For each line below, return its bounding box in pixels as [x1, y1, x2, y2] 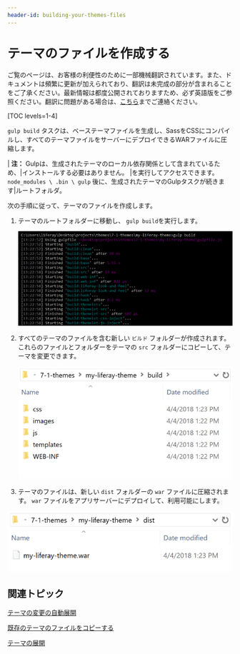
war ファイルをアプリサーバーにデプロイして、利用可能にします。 [31, 496, 224, 505]
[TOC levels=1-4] [7, 111, 58, 120]
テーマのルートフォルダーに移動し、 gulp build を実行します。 [17, 216, 201, 225]
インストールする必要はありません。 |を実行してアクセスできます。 [21, 168, 219, 176]
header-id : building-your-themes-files [7, 11, 126, 19]
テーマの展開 [7, 638, 45, 647]
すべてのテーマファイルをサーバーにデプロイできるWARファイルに [26, 135, 221, 144]
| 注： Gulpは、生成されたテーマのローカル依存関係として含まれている [7, 159, 214, 168]
